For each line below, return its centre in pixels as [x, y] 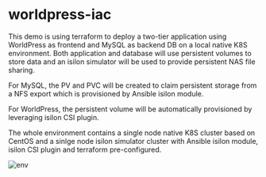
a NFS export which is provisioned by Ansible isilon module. [106, 93]
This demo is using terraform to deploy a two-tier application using [118, 36]
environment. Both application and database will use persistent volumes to [130, 53]
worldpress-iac [60, 15]
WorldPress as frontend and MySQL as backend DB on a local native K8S [128, 44]
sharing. [22, 70]
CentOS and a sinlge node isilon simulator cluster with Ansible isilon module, [133, 141]
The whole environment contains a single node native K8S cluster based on [132, 133]
